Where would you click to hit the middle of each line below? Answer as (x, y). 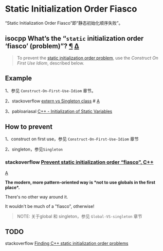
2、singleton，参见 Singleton (34, 150)
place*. (12, 187)
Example (18, 78)
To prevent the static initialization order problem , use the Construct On (88, 58)
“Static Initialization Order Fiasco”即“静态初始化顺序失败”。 (64, 23)
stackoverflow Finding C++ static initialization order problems (67, 243)
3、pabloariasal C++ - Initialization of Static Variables (59, 111)
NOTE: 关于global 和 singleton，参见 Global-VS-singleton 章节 (80, 216)
